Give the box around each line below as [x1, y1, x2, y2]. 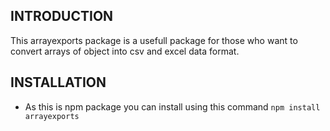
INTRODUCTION [10, 8, 114, 25]
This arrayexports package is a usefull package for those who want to [10, 34, 298, 46]
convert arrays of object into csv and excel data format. [10, 45, 240, 57]
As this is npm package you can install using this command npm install [24, 100, 321, 113]
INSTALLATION [10, 74, 107, 91]
